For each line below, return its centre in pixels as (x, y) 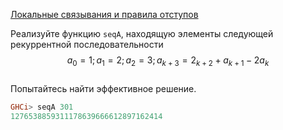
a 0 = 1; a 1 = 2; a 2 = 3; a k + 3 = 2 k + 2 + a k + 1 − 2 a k (168, 61)
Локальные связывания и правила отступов (104, 14)
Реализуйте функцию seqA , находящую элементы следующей (142, 33)
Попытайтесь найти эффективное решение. (103, 88)
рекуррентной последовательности (87, 44)
